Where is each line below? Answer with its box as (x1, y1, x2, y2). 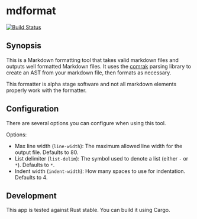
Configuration (6, 104, 59, 114)
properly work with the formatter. (6, 87, 87, 94)
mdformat (6, 4, 56, 18)
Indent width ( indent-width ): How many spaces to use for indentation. (14, 167, 186, 175)
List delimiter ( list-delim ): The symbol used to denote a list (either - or (14, 155, 189, 162)
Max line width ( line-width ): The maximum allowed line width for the (14, 142, 183, 149)
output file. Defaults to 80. (14, 149, 79, 156)
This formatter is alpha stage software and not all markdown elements (6, 80, 177, 87)
